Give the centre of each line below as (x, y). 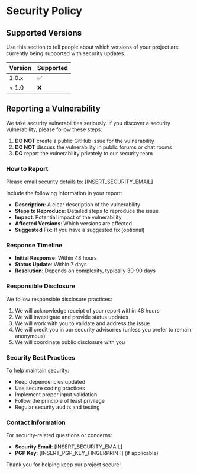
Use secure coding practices (50, 388)
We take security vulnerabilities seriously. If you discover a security (88, 123)
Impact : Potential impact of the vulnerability (68, 217)
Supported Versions (44, 33)
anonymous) (30, 336)
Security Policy (44, 11)
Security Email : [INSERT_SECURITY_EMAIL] (69, 447)
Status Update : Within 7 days (51, 265)
